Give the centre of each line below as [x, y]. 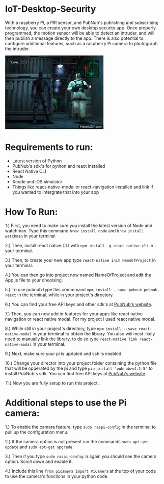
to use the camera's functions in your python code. [57, 476]
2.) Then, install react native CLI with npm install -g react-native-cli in [79, 245]
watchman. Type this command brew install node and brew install [74, 230]
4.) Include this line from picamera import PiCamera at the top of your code [81, 471]
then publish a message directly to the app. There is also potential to [74, 38]
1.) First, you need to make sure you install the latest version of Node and [79, 225]
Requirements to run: [49, 147]
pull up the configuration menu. [37, 432]
